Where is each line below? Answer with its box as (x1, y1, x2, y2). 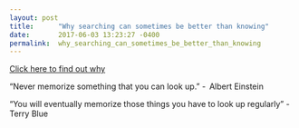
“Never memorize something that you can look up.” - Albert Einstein (9, 81, 265, 92)
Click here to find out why (9, 64, 106, 74)
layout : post (9, 13, 59, 23)
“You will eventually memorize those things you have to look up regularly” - (9, 99, 290, 110)
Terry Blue (9, 108, 48, 119)
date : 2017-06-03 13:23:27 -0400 (9, 30, 160, 39)
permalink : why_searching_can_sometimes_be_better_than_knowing (9, 38, 261, 48)
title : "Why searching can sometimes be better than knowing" (9, 22, 270, 31)
